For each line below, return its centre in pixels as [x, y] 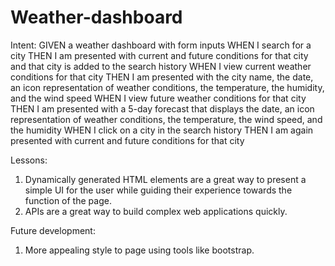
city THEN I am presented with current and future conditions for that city [159, 55]
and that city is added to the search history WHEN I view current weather [161, 66]
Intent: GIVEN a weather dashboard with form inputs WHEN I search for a [161, 45]
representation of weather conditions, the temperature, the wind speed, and [166, 119]
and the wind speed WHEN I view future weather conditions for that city [158, 98]
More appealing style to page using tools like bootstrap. [139, 250]
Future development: [53, 230]
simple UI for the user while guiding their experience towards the [158, 190]
